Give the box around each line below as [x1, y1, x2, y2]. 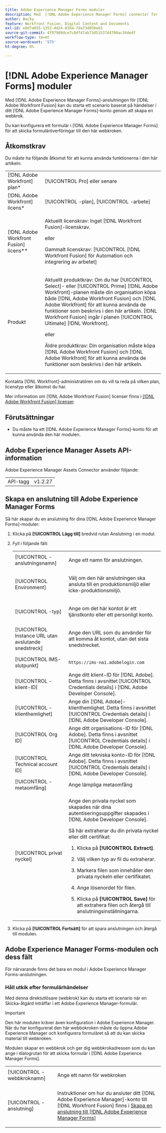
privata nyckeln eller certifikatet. [77, 873, 152, 880]
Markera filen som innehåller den [77, 867, 153, 874]
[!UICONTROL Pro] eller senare [44, 178, 117, 185]
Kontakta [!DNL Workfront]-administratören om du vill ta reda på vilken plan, [5, 378, 160, 385]
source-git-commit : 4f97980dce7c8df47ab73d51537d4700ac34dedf [5, 30, 136, 35]
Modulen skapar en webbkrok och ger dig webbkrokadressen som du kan [5, 1045, 156, 1051]
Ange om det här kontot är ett [68, 605, 137, 612]
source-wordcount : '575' [5, 40, 56, 45]
